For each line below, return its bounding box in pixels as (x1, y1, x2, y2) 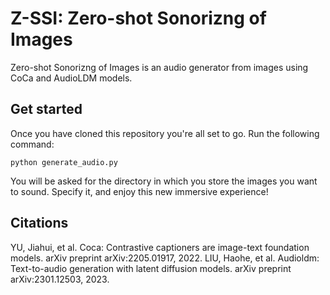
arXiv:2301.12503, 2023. (10, 273, 110, 285)
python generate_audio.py (10, 157, 118, 167)
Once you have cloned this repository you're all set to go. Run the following (10, 127, 320, 139)
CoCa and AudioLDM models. (10, 72, 133, 84)
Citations (10, 215, 69, 232)
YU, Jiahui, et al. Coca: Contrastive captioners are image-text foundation (10, 241, 310, 253)
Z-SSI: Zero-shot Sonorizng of (10, 7, 267, 30)
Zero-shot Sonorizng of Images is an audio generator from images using (10, 61, 309, 73)
